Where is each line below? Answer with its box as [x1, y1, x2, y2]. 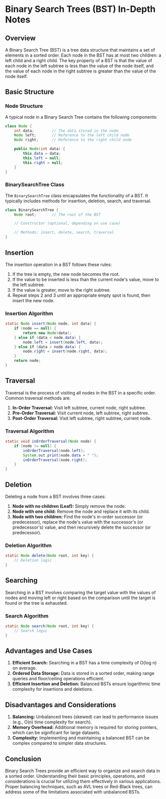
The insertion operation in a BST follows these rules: [5, 261, 112, 267]
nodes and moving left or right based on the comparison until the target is [5, 595, 156, 601]
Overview [5, 34, 36, 42]
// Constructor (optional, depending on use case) [14, 221, 121, 226]
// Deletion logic [14, 558, 52, 563]
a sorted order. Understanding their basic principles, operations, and [5, 773, 145, 779]
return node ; [14, 358, 41, 363]
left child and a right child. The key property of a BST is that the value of [5, 58, 153, 63]
